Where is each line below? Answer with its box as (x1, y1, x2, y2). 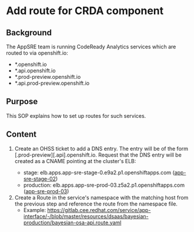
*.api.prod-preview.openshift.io (14, 79, 90, 87)
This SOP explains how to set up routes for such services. (6, 112, 146, 119)
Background (6, 28, 52, 38)
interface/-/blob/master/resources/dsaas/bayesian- (23, 213, 149, 220)
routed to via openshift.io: (6, 49, 69, 57)
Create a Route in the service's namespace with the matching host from (14, 194, 189, 201)
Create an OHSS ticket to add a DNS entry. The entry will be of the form (14, 145, 189, 152)
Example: (23, 206, 46, 213)
